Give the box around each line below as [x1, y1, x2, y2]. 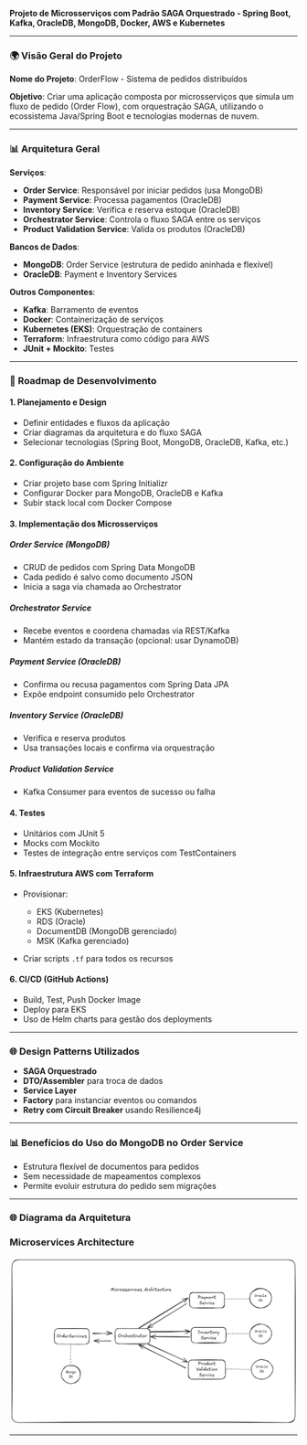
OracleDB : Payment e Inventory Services [22, 269, 178, 280]
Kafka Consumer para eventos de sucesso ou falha [22, 786, 217, 798]
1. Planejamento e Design [9, 397, 107, 408]
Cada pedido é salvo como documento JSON [22, 571, 194, 583]
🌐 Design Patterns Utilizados [9, 1045, 140, 1057]
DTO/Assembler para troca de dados [22, 1076, 164, 1087]
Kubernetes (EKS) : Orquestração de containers [22, 324, 203, 335]
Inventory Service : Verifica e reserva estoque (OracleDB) [22, 204, 240, 215]
